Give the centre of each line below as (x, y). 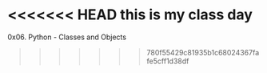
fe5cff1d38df (168, 61)
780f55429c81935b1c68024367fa (203, 52)
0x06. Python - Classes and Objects (67, 37)
